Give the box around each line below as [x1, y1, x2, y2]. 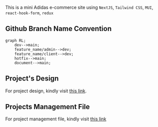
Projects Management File [5, 103, 90, 111]
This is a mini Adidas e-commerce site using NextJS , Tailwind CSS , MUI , [5, 5, 153, 10]
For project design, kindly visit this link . [5, 88, 87, 94]
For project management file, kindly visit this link [5, 116, 107, 122]
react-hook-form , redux [5, 10, 54, 16]
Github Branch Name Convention [5, 24, 112, 33]
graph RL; [5, 38, 26, 43]
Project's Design [5, 74, 59, 83]
